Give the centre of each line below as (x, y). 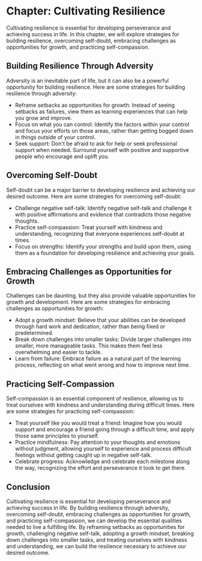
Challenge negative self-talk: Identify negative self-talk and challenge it (103, 208)
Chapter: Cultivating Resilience (86, 11)
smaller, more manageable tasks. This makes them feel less (89, 346)
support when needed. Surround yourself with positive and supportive (102, 150)
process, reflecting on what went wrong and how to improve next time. (103, 365)
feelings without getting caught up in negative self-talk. (83, 455)
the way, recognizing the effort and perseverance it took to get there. (100, 468)
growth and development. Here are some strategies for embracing (88, 302)
